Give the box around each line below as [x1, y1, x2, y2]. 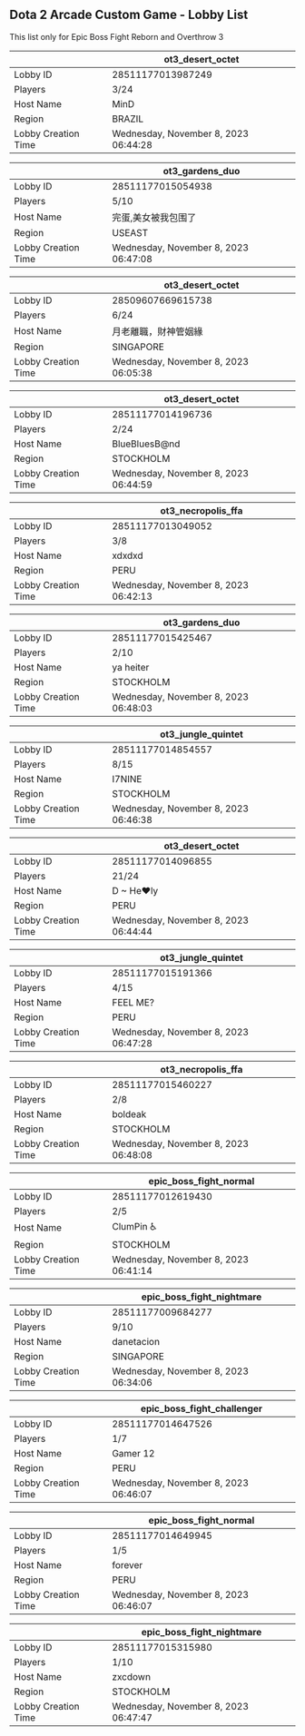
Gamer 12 [112, 1447, 155, 1459]
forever [112, 1558, 143, 1571]
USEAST [112, 226, 149, 239]
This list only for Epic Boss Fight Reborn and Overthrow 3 [9, 31, 224, 42]
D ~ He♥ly [112, 884, 159, 897]
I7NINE [112, 772, 143, 785]
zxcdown [112, 1670, 152, 1682]
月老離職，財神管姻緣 [112, 325, 203, 338]
